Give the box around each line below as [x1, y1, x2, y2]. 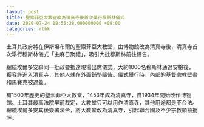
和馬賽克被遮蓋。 [6, 79, 49, 86]
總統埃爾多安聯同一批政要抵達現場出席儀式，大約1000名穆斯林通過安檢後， [6, 63, 194, 71]
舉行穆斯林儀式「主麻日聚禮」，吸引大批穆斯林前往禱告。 [11, 51, 153, 58]
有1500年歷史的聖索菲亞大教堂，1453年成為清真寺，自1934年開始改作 [6, 91, 181, 99]
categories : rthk [6, 25, 50, 32]
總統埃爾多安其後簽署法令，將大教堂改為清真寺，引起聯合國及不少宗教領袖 [6, 106, 192, 114]
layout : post [6, 8, 39, 15]
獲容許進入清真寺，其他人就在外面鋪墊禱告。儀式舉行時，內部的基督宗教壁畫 [6, 71, 198, 79]
